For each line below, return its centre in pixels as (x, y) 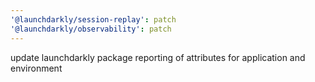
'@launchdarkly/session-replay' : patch (93, 19)
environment (36, 68)
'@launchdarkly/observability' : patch (91, 29)
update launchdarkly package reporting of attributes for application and (158, 57)
